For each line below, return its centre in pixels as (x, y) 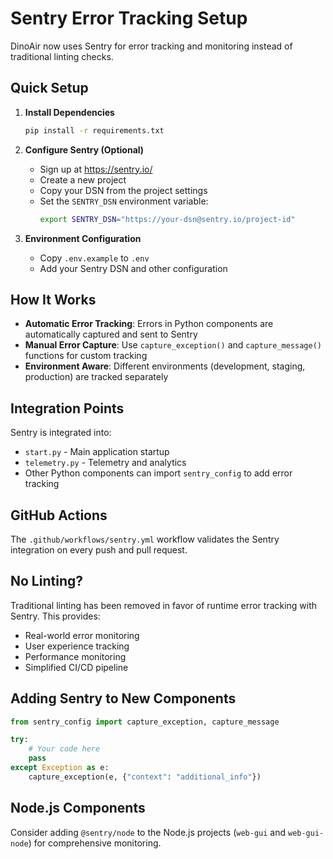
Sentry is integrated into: (61, 433)
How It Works (53, 299)
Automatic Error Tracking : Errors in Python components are (149, 324)
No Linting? (46, 581)
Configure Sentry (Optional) (84, 149)
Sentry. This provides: (55, 616)
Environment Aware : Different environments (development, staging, (165, 366)
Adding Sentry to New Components (123, 698)
